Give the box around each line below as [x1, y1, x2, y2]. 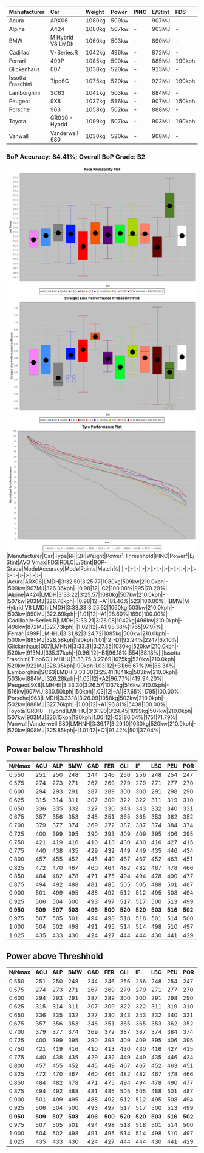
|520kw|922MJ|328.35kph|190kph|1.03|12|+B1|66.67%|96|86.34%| [6, 662, 176, 669]
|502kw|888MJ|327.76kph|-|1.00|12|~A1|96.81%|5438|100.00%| [6, 701, 168, 708]
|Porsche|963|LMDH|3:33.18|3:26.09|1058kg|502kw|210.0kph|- [6, 694, 166, 702]
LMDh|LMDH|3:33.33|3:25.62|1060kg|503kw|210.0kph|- [33, 604, 175, 611]
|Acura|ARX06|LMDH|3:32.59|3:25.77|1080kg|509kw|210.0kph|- [6, 578, 169, 585]
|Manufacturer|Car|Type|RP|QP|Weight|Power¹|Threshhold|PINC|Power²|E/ [6, 552, 195, 560]
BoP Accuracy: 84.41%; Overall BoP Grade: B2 [6, 153, 146, 161]
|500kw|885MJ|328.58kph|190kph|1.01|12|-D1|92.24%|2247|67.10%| [6, 636, 179, 644]
